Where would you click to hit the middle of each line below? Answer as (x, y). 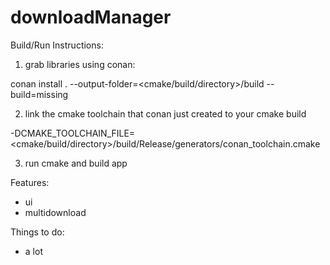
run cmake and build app (76, 163)
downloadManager (91, 17)
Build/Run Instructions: (57, 45)
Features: (30, 182)
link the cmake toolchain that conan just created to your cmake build (165, 113)
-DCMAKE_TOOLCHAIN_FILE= (73, 133)
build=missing (39, 94)
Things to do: (37, 232)
